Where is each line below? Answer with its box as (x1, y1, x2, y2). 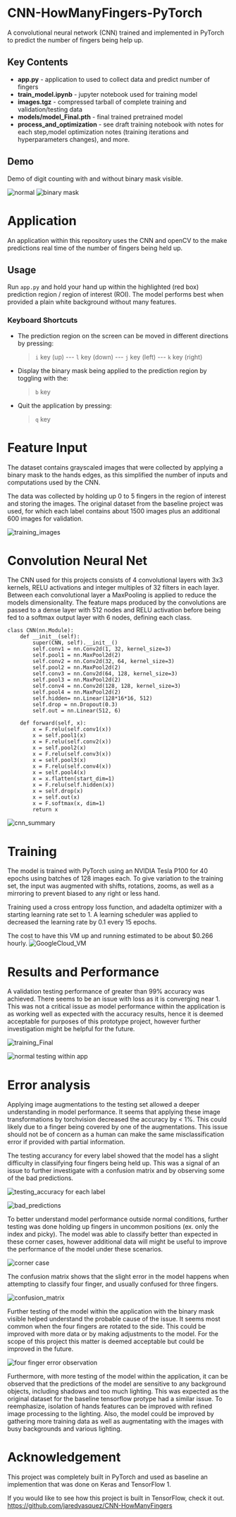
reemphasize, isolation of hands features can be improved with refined (7, 1402, 213, 1410)
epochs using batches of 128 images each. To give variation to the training (7, 874, 223, 883)
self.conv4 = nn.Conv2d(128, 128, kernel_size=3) (32, 683, 181, 690)
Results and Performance (7, 964, 160, 980)
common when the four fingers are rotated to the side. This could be (7, 1322, 206, 1331)
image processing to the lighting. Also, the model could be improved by (7, 1410, 215, 1418)
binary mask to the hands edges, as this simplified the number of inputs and (7, 470, 228, 479)
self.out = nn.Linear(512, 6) (32, 708, 121, 715)
